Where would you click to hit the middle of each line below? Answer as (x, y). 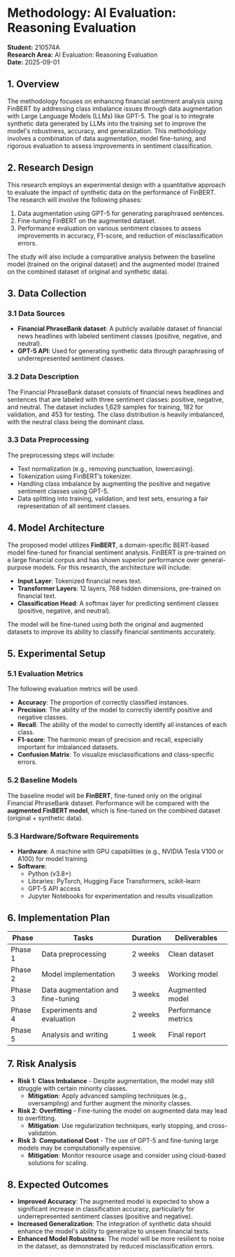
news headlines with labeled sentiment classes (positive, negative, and (120, 336)
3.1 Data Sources (36, 313)
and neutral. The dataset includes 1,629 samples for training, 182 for (105, 407)
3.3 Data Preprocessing (48, 440)
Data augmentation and (80, 990)
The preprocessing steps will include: (61, 455)
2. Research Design (51, 168)
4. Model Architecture (56, 528)
